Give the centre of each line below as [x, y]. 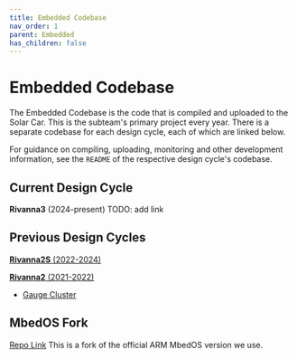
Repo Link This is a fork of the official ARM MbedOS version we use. [136, 345]
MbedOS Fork [49, 323]
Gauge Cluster [49, 294]
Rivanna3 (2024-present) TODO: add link [87, 209]
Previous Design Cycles [78, 237]
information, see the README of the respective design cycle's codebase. [141, 159]
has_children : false [48, 43]
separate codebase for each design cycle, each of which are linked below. [148, 132]
